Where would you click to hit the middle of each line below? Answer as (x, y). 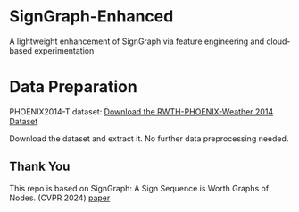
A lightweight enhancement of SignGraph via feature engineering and (137, 41)
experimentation (64, 50)
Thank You (40, 167)
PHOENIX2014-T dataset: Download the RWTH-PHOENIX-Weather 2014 (141, 111)
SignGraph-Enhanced (91, 17)
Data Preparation (74, 87)
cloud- (278, 41)
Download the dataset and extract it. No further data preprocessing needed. (149, 138)
